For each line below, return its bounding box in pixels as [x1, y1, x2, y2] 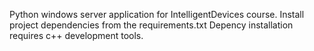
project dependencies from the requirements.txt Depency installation [9, 19, 294, 31]
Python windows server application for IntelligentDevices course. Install [9, 9, 305, 20]
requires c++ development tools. [9, 30, 144, 41]
